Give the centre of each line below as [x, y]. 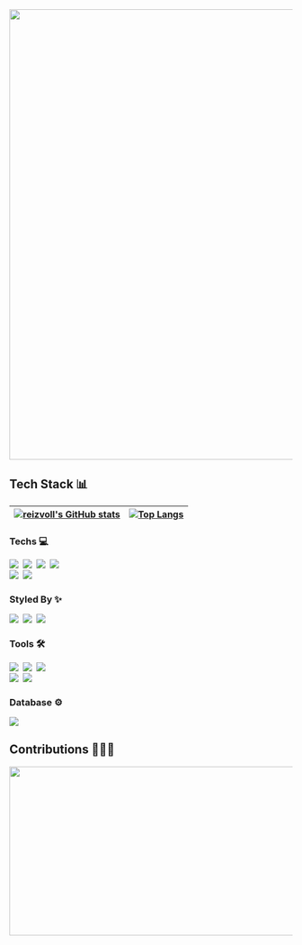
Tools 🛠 [27, 644]
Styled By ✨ [36, 600]
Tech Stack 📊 [49, 484]
